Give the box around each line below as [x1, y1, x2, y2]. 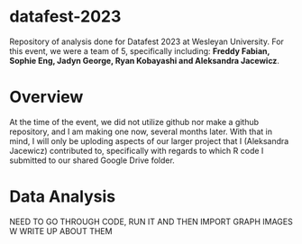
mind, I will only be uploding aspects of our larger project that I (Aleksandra [9, 135, 289, 146]
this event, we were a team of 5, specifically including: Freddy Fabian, [9, 45, 270, 56]
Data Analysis [9, 186, 116, 207]
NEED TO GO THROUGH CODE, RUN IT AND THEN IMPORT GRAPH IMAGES [9, 216, 293, 227]
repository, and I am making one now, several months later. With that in [9, 126, 273, 137]
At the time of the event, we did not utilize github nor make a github [9, 116, 260, 127]
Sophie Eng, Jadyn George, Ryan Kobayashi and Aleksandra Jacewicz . [9, 55, 279, 66]
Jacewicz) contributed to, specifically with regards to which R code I [9, 145, 264, 156]
